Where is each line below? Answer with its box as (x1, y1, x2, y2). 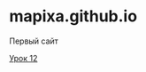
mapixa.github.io (9, 6, 138, 27)
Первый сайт (9, 36, 59, 46)
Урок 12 (9, 52, 38, 63)
